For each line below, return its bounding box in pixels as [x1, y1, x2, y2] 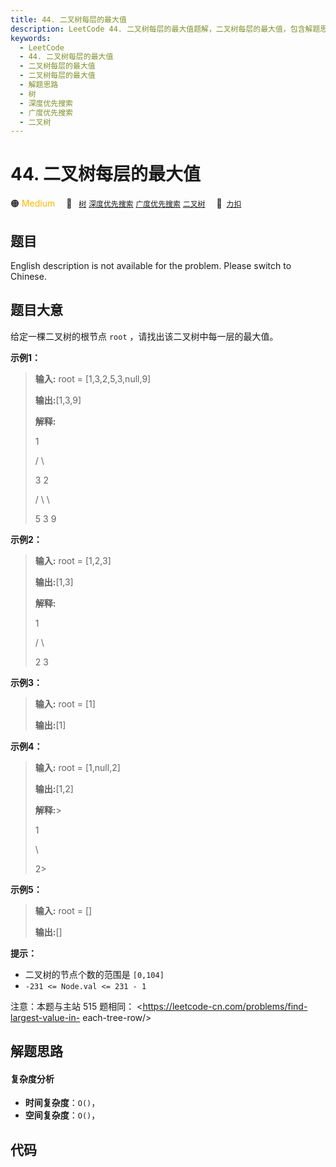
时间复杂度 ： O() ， [24, 1097, 101, 1109]
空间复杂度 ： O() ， [24, 1109, 101, 1121]
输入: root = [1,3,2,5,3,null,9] [34, 372, 152, 385]
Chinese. [10, 271, 47, 282]
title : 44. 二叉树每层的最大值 [10, 14, 127, 25]
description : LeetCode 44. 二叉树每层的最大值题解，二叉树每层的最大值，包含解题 [10, 24, 321, 34]
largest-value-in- [10, 1011, 81, 1023]
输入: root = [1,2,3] [34, 554, 112, 566]
